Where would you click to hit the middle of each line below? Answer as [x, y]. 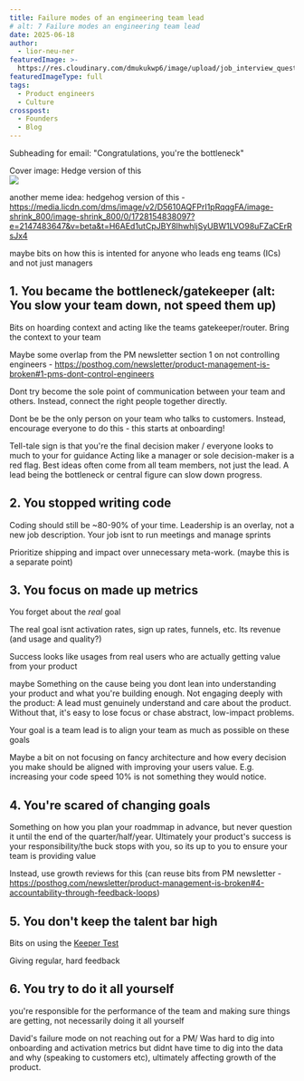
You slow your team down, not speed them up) [143, 306]
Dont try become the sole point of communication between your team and [147, 391]
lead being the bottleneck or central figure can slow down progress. [136, 474]
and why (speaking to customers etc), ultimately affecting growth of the [143, 1057]
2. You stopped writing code [90, 503]
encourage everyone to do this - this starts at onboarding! [117, 428]
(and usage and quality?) [56, 639]
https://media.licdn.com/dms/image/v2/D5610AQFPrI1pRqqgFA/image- [142, 207]
